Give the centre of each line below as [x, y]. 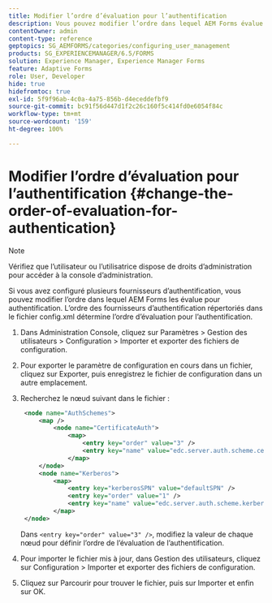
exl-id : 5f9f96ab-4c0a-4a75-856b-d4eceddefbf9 [89, 99]
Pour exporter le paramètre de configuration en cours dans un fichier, [136, 365]
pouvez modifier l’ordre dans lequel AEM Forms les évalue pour [114, 299]
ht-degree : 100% [36, 129]
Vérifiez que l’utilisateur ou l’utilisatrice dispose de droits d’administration [130, 266]
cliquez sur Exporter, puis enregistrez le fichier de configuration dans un [141, 373]
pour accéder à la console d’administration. [81, 275]
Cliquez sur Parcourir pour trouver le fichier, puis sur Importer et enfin [137, 583]
